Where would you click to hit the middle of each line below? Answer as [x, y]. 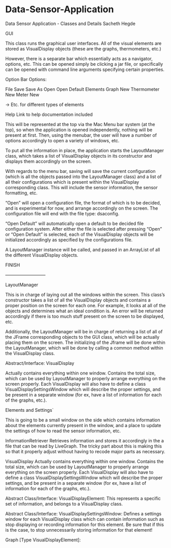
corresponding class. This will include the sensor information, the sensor [81, 187]
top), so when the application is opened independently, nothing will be [79, 130]
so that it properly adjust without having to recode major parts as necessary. [85, 451]
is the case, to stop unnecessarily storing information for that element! [79, 530]
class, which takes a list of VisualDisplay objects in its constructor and [79, 156]
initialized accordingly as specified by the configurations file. [69, 240]
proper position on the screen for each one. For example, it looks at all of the [85, 305]
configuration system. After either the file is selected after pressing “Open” [84, 229]
